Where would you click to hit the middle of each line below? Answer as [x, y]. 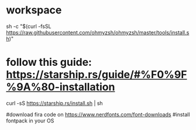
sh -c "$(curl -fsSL [29, 26]
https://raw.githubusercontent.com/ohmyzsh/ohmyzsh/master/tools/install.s [98, 32]
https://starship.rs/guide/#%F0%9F [97, 75]
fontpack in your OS [30, 121]
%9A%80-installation [61, 87]
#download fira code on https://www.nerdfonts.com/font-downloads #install [98, 114]
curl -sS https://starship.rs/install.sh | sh [55, 103]
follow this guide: [49, 62]
